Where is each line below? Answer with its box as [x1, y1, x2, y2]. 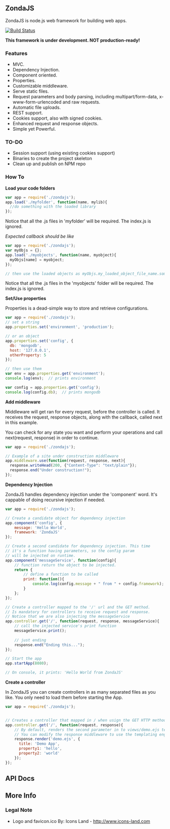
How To [5, 173, 24, 180]
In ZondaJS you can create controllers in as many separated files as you [5, 689, 156, 695]
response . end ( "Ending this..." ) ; [14, 642, 85, 648]
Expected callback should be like [5, 233, 74, 240]
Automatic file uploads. [12, 104, 61, 110]
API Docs [5, 774, 35, 783]
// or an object [5, 334, 39, 339]
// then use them [5, 366, 42, 371]
